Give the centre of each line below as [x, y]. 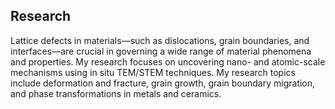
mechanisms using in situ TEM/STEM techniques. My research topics [153, 72]
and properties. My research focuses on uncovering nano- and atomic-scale [168, 61]
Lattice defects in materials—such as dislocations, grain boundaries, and [160, 40]
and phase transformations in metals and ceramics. [116, 93]
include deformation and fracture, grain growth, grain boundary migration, [163, 83]
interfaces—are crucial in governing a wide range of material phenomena [161, 51]
